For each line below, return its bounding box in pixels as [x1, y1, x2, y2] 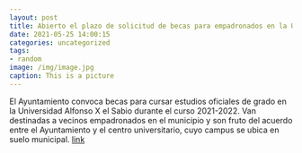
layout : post [9, 13, 58, 22]
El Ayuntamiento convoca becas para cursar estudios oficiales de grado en [9, 96, 288, 106]
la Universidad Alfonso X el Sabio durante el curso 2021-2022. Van [9, 105, 256, 116]
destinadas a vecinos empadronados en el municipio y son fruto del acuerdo [9, 115, 293, 125]
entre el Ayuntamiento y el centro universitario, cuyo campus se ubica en [9, 124, 280, 135]
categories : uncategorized [9, 38, 111, 47]
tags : [9, 47, 30, 55]
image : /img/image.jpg [9, 64, 94, 72]
